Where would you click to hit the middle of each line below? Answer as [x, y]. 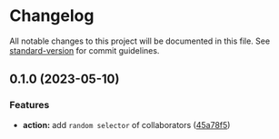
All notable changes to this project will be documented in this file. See [140, 41]
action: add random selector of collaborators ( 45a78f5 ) [126, 124]
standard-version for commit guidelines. [85, 50]
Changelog [52, 16]
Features [30, 105]
